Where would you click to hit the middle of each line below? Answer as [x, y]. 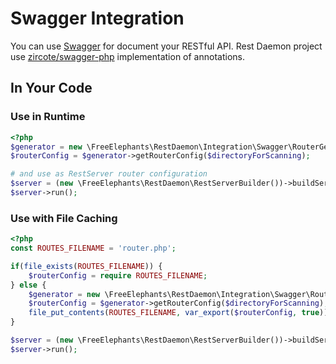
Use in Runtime [48, 117]
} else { [28, 285]
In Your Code [51, 88]
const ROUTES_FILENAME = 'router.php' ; [93, 248]
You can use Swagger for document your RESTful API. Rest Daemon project [166, 46]
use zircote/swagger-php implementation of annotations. [127, 56]
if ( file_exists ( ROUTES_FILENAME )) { [86, 266]
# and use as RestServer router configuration [109, 174]
